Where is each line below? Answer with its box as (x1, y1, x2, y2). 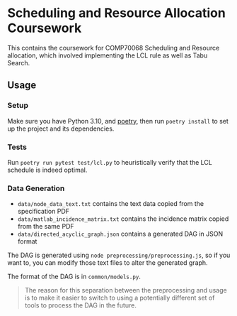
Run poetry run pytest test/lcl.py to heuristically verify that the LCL (7, 158, 212, 166)
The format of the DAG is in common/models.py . (7, 272, 141, 281)
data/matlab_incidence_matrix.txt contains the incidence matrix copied (17, 214, 229, 223)
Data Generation (7, 183, 65, 193)
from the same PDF (17, 222, 74, 231)
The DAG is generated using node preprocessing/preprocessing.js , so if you (7, 251, 231, 260)
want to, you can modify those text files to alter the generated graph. (7, 258, 208, 267)
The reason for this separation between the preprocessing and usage (24, 286, 228, 295)
